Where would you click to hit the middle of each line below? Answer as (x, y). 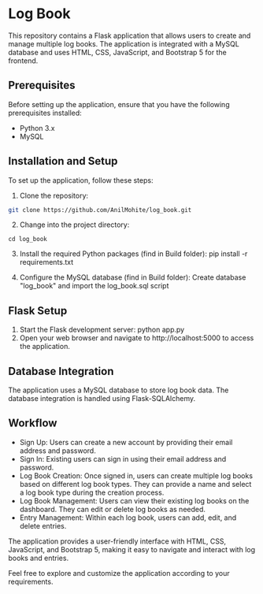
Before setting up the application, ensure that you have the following (119, 104)
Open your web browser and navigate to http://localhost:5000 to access (137, 338)
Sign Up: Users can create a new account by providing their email (126, 442)
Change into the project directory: (74, 225)
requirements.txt (46, 262)
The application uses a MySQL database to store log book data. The (119, 390)
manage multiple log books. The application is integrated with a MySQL (124, 43)
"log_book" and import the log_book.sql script (94, 286)
